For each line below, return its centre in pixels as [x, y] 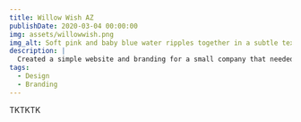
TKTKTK [25, 109]
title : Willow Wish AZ [52, 17]
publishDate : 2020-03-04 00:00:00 [74, 26]
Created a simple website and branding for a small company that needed [156, 59]
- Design [34, 76]
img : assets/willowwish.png [62, 34]
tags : [19, 68]
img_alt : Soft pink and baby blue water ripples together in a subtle [144, 43]
